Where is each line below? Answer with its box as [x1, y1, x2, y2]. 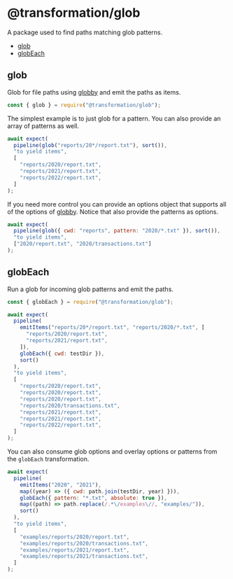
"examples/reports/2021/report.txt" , [20, 546, 130, 554]
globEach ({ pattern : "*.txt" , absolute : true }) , [20, 494, 168, 501]
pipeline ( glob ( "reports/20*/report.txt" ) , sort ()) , [13, 141, 168, 148]
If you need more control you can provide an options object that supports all [7, 200, 227, 208]
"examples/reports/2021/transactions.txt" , [20, 553, 149, 560]
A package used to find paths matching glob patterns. [7, 28, 163, 36]
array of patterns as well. [7, 121, 79, 130]
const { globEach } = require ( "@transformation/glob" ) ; [7, 298, 174, 305]
